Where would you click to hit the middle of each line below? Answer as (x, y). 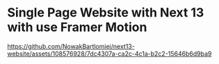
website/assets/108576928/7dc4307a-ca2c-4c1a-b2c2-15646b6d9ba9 (109, 54)
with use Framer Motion (77, 27)
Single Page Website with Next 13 (106, 13)
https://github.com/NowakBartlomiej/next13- (71, 46)
